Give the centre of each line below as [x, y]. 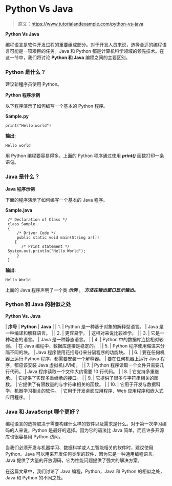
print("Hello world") [28, 126]
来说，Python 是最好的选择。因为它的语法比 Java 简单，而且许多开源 [91, 430]
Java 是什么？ [23, 177]
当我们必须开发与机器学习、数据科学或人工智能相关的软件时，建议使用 [79, 448]
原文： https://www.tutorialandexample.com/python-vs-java [81, 24]
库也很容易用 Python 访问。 [34, 437]
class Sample [21, 224]
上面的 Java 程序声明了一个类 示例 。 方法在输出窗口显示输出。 [72, 290]
